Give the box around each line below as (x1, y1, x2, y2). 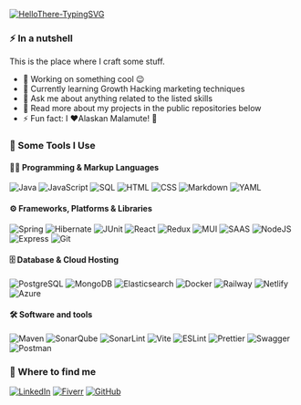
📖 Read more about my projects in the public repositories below (22, 103, 262, 114)
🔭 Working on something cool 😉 (22, 74, 145, 85)
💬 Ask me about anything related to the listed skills (22, 93, 213, 104)
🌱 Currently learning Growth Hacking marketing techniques (22, 83, 245, 95)
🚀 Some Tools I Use (9, 140, 96, 152)
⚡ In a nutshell (9, 32, 73, 45)
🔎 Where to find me (9, 365, 97, 378)
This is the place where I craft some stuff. (9, 56, 166, 67)
